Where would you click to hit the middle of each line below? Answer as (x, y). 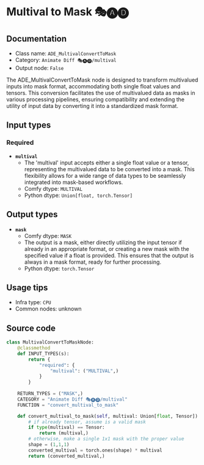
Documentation (37, 38)
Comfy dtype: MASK (48, 236)
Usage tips (27, 287)
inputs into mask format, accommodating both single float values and (93, 86)
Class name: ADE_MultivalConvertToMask (66, 53)
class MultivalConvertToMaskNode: (50, 342)
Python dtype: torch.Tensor (59, 268)
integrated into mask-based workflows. (74, 182)
